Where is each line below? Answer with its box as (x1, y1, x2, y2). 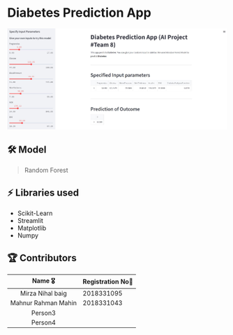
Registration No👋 (82, 277, 134, 286)
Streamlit (17, 216, 44, 224)
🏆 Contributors (7, 252, 77, 264)
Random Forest (24, 166, 68, 174)
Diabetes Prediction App (7, 5, 151, 21)
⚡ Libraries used (7, 187, 80, 199)
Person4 (31, 318, 56, 327)
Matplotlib (17, 224, 47, 232)
